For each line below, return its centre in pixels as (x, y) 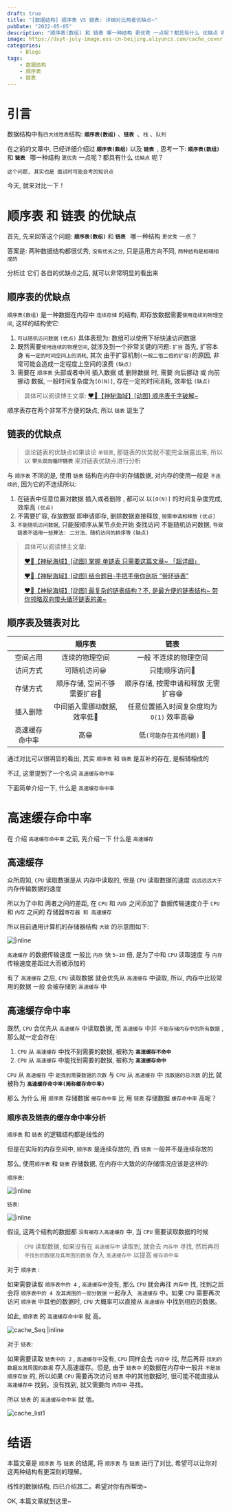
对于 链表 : (20, 1344)
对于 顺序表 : (23, 1269)
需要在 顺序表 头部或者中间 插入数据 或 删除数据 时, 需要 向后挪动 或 (111, 372)
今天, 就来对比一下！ (36, 185)
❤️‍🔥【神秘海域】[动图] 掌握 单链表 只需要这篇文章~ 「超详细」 (112, 561)
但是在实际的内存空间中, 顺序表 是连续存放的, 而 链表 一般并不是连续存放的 (110, 1149)
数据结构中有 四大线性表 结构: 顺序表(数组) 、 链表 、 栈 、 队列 (87, 134)
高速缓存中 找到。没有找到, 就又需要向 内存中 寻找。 (77, 1384)
